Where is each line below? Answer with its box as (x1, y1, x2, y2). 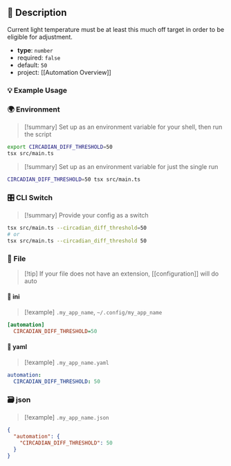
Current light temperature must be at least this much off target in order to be (7, 25, 225, 33)
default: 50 (17, 60, 48, 69)
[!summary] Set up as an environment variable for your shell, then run (24, 123, 223, 132)
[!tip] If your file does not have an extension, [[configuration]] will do (24, 269, 219, 278)
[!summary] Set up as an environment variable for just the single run (24, 162, 219, 170)
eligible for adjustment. (7, 33, 73, 41)
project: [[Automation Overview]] (17, 68, 112, 76)
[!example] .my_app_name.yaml (24, 358, 109, 367)
